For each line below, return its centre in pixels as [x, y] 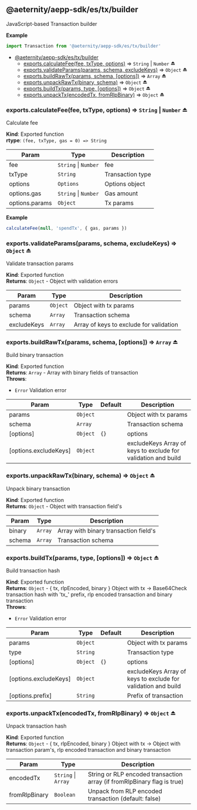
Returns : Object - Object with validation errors [62, 281]
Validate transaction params [40, 263]
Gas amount [121, 193]
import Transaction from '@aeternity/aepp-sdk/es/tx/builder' [84, 46]
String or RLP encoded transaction [135, 774]
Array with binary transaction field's [107, 530]
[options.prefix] [30, 696]
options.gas [25, 193]
